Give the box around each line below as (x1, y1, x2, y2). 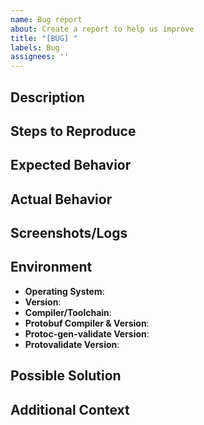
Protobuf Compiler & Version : (24, 317, 150, 329)
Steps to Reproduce (10, 122, 137, 140)
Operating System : (24, 285, 105, 297)
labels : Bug (10, 42, 60, 53)
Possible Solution (10, 367, 122, 385)
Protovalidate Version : (24, 338, 120, 350)
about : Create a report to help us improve (10, 24, 195, 34)
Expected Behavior (10, 157, 132, 174)
